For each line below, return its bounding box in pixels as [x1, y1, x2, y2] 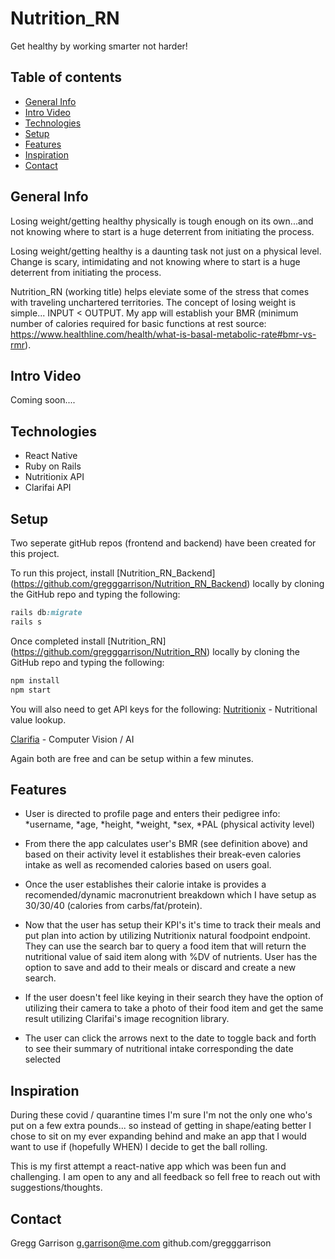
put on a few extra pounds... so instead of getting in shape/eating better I [10, 1120, 312, 1132]
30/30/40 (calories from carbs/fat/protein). [24, 900, 203, 912]
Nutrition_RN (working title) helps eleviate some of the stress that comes [10, 285, 310, 297]
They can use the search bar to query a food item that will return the [24, 940, 307, 952]
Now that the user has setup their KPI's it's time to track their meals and [24, 919, 322, 931]
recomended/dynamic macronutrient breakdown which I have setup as [24, 889, 317, 901]
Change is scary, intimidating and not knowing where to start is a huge [10, 255, 301, 267]
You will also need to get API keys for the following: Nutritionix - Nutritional [10, 703, 318, 715]
